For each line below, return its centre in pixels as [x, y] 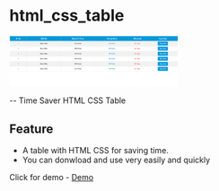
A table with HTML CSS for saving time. [95, 150]
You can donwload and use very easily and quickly [116, 160]
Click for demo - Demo [52, 177]
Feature [31, 129]
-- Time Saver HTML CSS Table [68, 100]
